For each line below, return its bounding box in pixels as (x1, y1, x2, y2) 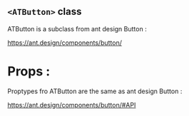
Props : (7, 63, 51, 79)
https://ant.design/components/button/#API (7, 100, 136, 109)
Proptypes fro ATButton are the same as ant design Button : (7, 87, 183, 95)
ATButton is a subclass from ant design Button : (7, 24, 148, 33)
